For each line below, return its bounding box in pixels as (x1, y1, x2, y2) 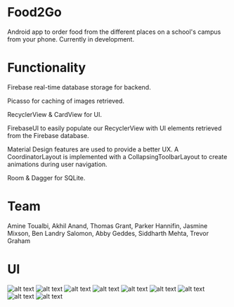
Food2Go (7, 4, 62, 20)
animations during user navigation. (7, 160, 108, 168)
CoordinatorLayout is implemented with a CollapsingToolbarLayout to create (7, 152, 228, 161)
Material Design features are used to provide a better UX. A (7, 145, 179, 153)
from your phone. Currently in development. (7, 35, 135, 43)
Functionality (7, 60, 86, 76)
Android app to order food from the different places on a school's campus (7, 27, 221, 36)
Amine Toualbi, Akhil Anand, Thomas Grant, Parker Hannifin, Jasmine (7, 221, 208, 230)
